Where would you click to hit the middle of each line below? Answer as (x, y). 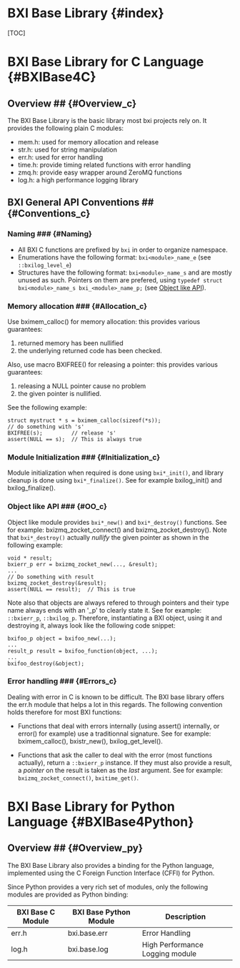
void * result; (30, 558)
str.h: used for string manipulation (67, 149)
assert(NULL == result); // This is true (71, 589)
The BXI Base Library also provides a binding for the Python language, (111, 865)
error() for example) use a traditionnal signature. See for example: (114, 734)
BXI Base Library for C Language (106, 62)
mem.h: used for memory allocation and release (88, 142)
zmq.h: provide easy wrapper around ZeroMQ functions (100, 172)
